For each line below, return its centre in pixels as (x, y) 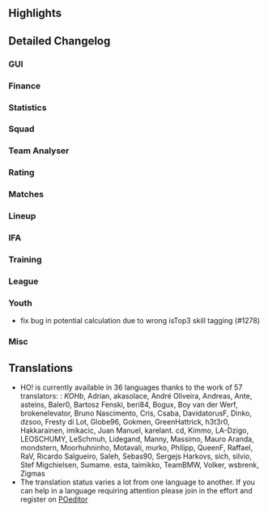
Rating (21, 173)
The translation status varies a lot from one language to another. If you (137, 482)
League (23, 281)
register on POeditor (54, 499)
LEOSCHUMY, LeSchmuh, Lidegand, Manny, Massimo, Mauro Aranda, (137, 439)
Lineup (22, 216)
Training (25, 260)
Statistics (28, 107)
